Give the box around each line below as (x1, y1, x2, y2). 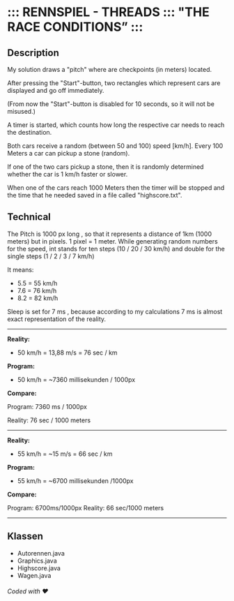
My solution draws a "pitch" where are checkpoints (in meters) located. (7, 66, 212, 73)
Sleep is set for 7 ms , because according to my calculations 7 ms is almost (7, 307, 223, 316)
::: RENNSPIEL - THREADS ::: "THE (7, 4, 210, 20)
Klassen (7, 530, 44, 542)
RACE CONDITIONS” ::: (7, 19, 143, 35)
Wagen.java (17, 571, 52, 579)
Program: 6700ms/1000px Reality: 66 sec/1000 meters (7, 503, 164, 512)
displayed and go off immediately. (7, 87, 104, 94)
